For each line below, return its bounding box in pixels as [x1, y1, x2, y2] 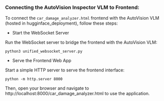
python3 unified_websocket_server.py [5, 49, 83, 54]
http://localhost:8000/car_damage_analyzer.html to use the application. [5, 91, 150, 97]
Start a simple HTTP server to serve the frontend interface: [5, 67, 125, 73]
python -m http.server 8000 [5, 77, 63, 82]
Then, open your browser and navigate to [5, 85, 90, 91]
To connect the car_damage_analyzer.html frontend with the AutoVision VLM [5, 15, 160, 21]
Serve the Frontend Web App [12, 58, 71, 64]
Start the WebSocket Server [12, 30, 69, 36]
